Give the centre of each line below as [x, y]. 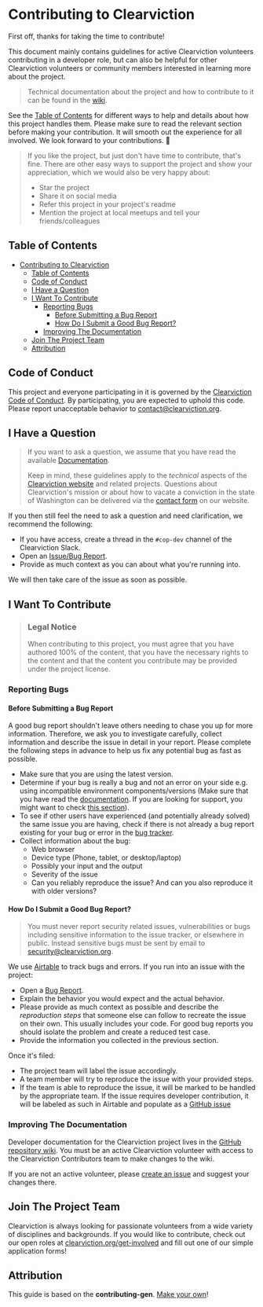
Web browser [53, 850]
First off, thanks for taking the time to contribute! [86, 36]
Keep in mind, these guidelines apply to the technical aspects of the [137, 475]
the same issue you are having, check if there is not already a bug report [137, 824]
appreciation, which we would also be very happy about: [119, 172]
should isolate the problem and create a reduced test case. [115, 1032]
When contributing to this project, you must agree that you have [130, 644]
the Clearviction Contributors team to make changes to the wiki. [111, 1158]
